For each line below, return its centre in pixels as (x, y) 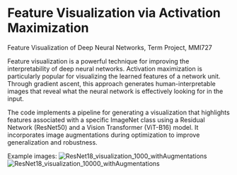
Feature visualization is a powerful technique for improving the (98, 61)
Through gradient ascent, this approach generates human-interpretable (111, 83)
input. (16, 98)
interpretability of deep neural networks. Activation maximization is (105, 68)
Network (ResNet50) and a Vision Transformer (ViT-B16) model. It (103, 127)
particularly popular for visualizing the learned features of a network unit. (114, 76)
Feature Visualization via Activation (114, 13)
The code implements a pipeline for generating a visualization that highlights (118, 112)
